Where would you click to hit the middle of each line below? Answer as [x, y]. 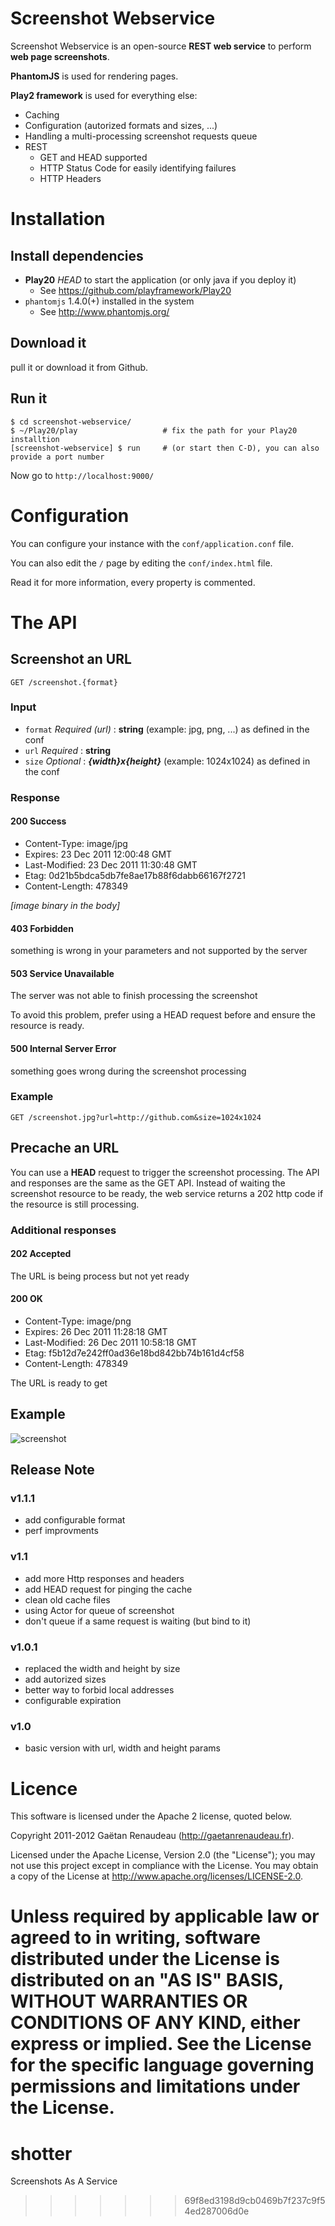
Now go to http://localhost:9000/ [82, 475]
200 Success [38, 821]
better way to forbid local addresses [99, 1690]
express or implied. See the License [161, 2044]
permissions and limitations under [155, 2086]
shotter [41, 2153]
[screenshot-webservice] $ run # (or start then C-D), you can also [165, 448]
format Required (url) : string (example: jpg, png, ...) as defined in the [167, 729]
